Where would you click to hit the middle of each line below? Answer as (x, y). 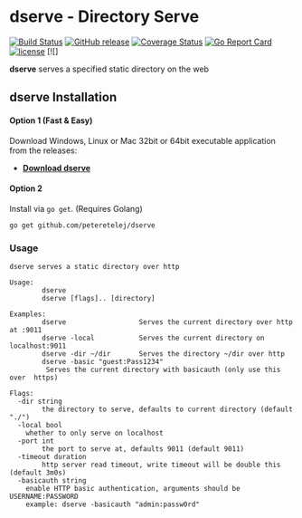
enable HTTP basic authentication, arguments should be (133, 489)
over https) (34, 378)
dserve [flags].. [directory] (99, 299)
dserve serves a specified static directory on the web (109, 69)
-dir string (40, 402)
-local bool (40, 426)
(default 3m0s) (38, 473)
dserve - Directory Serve (104, 17)
